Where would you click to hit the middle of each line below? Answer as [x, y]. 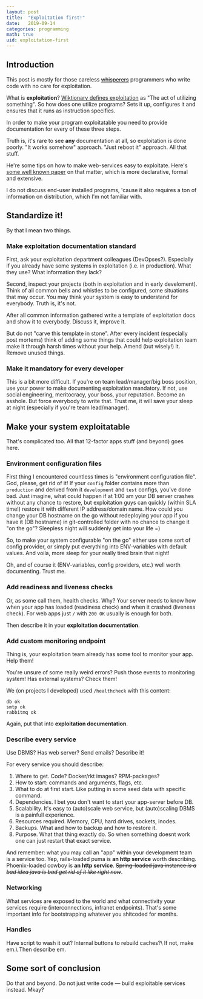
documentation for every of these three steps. [64, 129]
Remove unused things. [36, 353]
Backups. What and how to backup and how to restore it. [86, 828]
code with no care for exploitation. [49, 86]
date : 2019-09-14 [31, 23]
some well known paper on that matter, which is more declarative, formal [97, 171]
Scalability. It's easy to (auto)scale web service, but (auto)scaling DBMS [105, 809]
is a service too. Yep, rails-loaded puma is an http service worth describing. [101, 859]
